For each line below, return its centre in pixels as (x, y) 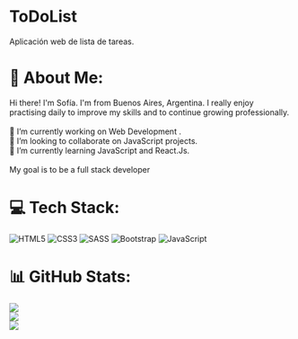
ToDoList (44, 17)
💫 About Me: (57, 78)
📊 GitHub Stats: (70, 277)
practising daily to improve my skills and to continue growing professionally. (149, 112)
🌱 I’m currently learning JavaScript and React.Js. (100, 150)
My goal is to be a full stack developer (80, 169)
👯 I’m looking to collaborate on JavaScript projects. (104, 140)
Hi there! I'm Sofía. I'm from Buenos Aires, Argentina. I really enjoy (131, 103)
